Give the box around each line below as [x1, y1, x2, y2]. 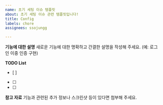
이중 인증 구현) [10, 50, 38, 56]
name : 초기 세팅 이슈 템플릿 [5, 7, 55, 12]
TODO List [5, 60, 27, 66]
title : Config [5, 16, 34, 21]
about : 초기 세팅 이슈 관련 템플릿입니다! [5, 12, 79, 17]
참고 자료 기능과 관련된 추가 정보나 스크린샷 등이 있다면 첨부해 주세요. [5, 95, 137, 101]
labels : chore [5, 21, 34, 26]
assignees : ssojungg [5, 26, 48, 31]
